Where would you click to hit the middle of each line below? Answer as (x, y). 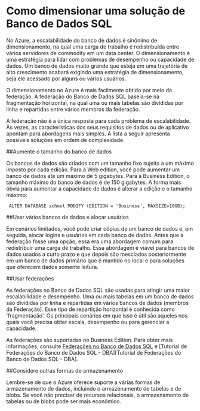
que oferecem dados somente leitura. (52, 267)
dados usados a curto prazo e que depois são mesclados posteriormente (96, 254)
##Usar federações (30, 278)
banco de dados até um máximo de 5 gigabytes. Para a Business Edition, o (98, 176)
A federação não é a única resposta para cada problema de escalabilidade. (99, 120)
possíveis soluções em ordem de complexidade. (66, 140)
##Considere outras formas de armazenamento (65, 370)
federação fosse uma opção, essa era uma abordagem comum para (90, 241)
